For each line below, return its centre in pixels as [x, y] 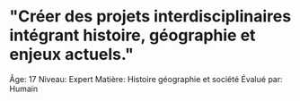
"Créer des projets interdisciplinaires [150, 17]
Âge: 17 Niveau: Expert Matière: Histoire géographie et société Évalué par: [146, 79]
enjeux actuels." [72, 55]
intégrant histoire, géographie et [132, 35]
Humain [24, 88]
